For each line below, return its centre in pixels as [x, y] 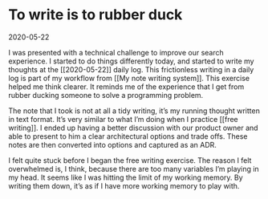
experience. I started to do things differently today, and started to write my [131, 61]
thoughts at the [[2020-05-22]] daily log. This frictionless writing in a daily [131, 69]
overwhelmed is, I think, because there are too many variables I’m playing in [134, 169]
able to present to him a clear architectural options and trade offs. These [128, 136]
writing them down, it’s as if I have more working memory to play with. [124, 185]
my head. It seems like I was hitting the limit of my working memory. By [126, 177]
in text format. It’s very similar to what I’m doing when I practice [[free [123, 119]
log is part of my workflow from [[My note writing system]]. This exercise [129, 78]
